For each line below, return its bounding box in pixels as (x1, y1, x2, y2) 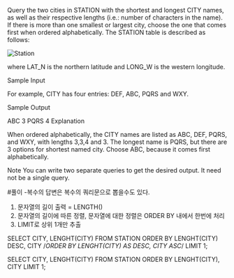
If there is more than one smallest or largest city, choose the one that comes (7, 21, 227, 29)
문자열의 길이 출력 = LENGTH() (17, 203, 103, 211)
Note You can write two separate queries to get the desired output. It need (7, 166, 221, 174)
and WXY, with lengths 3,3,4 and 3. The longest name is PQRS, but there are (7, 138, 228, 146)
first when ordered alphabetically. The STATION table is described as (7, 28, 206, 36)
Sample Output (7, 103, 51, 111)
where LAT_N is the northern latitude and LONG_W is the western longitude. (7, 63, 226, 71)
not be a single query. (7, 174, 70, 182)
